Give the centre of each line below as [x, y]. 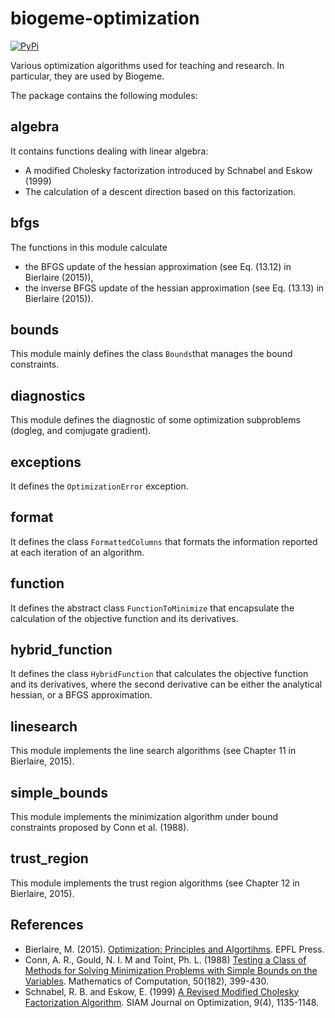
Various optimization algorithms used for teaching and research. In [147, 65]
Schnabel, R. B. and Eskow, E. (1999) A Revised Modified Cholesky [162, 991]
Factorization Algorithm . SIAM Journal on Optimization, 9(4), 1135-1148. [172, 1002]
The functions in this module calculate [89, 247]
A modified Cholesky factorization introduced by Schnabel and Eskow [168, 170]
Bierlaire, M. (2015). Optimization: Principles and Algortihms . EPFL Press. [174, 949]
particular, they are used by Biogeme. [87, 76]
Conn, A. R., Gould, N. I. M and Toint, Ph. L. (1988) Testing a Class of [165, 959]
